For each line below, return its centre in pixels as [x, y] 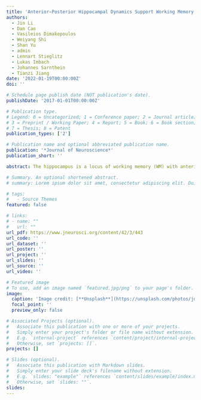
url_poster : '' [25, 249]
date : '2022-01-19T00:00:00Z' [44, 79]
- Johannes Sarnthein [39, 67]
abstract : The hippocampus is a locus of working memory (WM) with [92, 166]
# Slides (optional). [33, 360]
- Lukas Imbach [31, 62]
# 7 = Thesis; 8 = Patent [38, 128]
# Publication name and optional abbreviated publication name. [88, 145]
